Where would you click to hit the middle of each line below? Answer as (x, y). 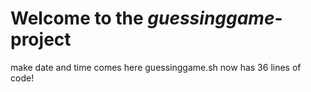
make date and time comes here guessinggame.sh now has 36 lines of (156, 67)
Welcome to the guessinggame (142, 18)
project (41, 39)
